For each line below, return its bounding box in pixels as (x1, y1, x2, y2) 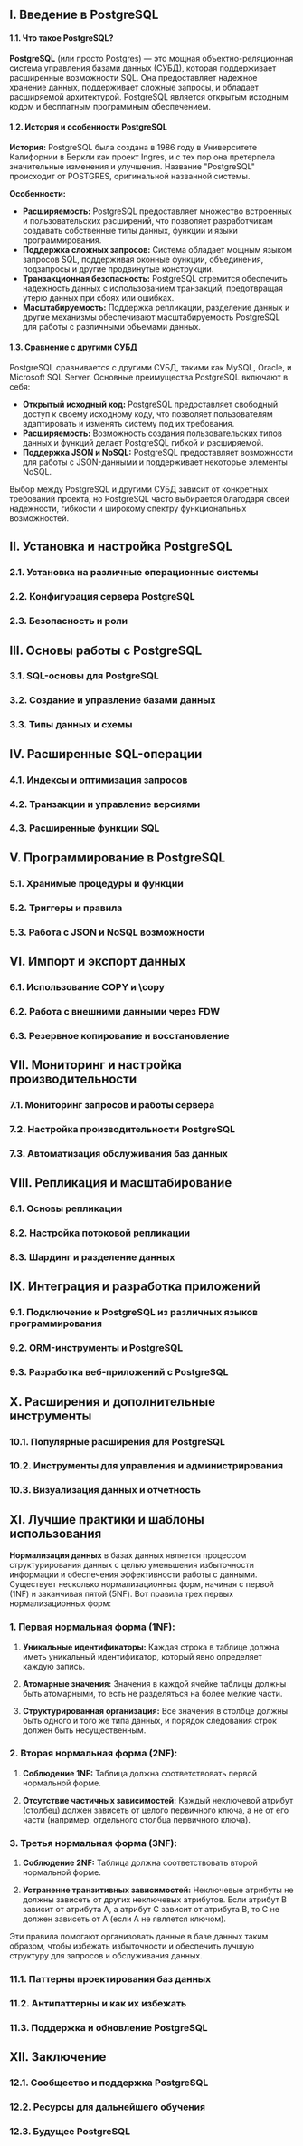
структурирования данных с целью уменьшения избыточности (9, 1560, 255, 1571)
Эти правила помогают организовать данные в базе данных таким (9, 1931, 269, 1942)
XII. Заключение (9, 2049, 107, 2064)
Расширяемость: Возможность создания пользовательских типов (22, 428, 283, 438)
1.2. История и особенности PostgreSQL (9, 121, 168, 132)
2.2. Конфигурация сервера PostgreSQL (9, 591, 196, 603)
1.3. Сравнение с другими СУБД (9, 342, 137, 352)
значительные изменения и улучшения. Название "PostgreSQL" (9, 160, 256, 171)
